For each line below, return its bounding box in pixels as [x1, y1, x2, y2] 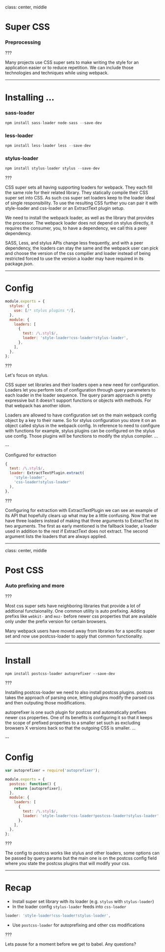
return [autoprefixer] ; [14, 786, 63, 791]
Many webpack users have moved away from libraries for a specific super [5, 628, 155, 634]
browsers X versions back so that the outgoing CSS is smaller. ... [5, 725, 136, 731]
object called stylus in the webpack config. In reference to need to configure [5, 422, 160, 428]
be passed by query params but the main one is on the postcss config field [5, 855, 157, 861]
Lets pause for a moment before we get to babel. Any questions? [5, 941, 137, 947]
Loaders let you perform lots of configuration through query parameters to [5, 387, 156, 392]
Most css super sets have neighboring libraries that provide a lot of [5, 603, 141, 609]
